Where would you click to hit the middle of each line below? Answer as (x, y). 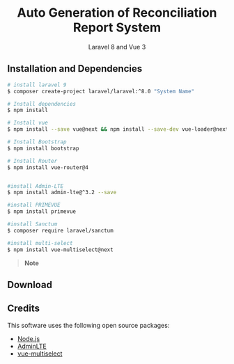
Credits (24, 309)
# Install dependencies (42, 104)
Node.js (29, 338)
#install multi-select (40, 243)
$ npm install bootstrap (43, 148)
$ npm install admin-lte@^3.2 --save (62, 193)
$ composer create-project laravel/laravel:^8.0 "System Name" (101, 91)
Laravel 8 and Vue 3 (117, 47)
